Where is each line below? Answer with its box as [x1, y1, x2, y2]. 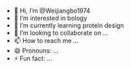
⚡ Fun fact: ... [13, 54, 52, 62]
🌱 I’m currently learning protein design [13, 22, 124, 29]
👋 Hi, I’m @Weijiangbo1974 [13, 7, 91, 15]
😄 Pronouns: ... [13, 46, 59, 55]
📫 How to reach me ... [13, 37, 79, 44]
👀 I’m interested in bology [13, 14, 88, 22]
